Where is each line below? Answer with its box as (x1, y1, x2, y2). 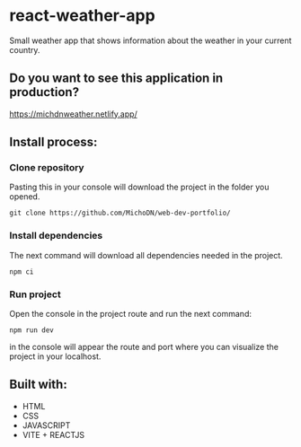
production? (9, 84, 79, 100)
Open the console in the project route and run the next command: (9, 309, 252, 320)
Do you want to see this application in (9, 71, 224, 86)
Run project (9, 288, 61, 301)
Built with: (9, 377, 67, 392)
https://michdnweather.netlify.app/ (9, 109, 137, 119)
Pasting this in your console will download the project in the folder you (9, 181, 270, 193)
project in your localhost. (9, 351, 102, 362)
